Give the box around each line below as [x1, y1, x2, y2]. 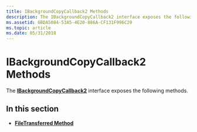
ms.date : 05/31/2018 [6, 30, 57, 36]
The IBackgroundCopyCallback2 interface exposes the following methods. [6, 87, 189, 94]
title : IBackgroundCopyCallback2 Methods [6, 8, 109, 15]
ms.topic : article [6, 25, 51, 31]
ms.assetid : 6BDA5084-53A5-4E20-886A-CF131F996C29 [6, 19, 133, 25]
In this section [6, 104, 59, 114]
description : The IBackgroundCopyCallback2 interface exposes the [6, 14, 172, 20]
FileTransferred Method [14, 119, 74, 126]
